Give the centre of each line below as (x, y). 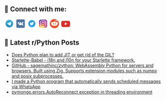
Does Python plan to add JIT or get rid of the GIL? (63, 54)
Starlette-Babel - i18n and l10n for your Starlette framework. (73, 60)
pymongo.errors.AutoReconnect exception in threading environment (82, 92)
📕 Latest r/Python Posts (42, 43)
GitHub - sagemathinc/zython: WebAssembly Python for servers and (82, 65)
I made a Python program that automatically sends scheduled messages (86, 81)
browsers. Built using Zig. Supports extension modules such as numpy (84, 70)
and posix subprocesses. (37, 76)
